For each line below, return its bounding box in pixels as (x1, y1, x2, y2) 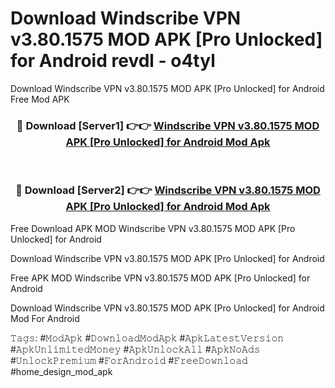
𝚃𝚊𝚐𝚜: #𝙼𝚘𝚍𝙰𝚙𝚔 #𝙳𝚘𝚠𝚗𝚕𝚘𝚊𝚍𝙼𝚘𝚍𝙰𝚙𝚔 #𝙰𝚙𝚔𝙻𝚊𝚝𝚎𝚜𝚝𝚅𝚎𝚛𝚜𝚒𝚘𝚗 (10, 332, 285, 344)
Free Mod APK (10, 93, 70, 105)
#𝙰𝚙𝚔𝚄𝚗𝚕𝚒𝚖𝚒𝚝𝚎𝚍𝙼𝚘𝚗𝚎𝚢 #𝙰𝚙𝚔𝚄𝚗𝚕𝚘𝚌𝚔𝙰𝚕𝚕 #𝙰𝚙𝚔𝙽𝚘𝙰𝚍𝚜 (10, 343, 261, 355)
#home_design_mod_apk (10, 365, 113, 377)
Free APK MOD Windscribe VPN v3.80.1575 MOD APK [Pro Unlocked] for (10, 272, 311, 284)
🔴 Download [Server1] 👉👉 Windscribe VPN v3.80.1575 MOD (16, 118, 320, 132)
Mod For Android (10, 312, 80, 324)
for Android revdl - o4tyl (10, 50, 216, 72)
